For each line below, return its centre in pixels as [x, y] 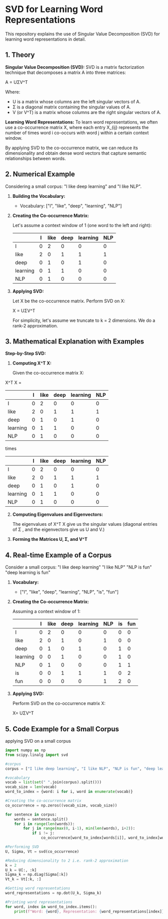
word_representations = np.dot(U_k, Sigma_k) [53, 893]
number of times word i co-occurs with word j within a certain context [77, 133]
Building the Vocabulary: [39, 196]
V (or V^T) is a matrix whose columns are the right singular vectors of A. [87, 112]
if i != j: [43, 833]
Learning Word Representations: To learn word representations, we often [81, 122]
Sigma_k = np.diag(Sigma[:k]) [37, 875]
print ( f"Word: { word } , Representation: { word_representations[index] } [89, 911]
